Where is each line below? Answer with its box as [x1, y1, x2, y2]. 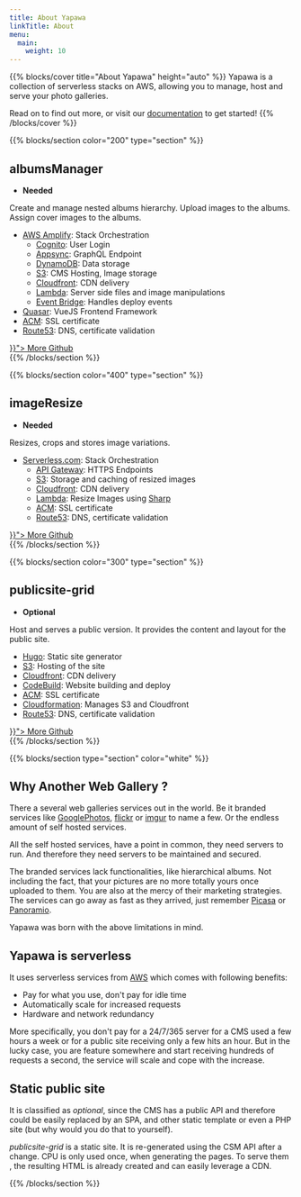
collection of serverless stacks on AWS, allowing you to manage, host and [9, 81, 283, 92]
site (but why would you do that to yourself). [9, 1124, 173, 1135]
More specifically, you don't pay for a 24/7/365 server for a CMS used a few [9, 1026, 292, 1037]
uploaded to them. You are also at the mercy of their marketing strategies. [9, 885, 283, 896]
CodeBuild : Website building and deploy [22, 679, 171, 690]
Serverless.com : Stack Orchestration [22, 454, 159, 465]
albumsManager [9, 161, 103, 177]
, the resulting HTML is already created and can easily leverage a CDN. [9, 1161, 272, 1171]
